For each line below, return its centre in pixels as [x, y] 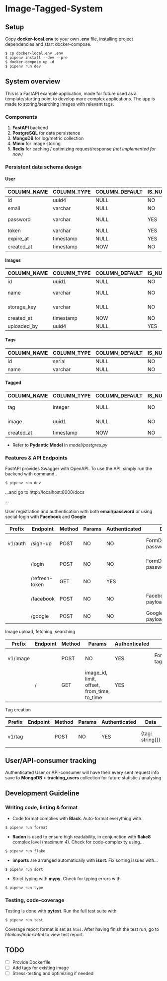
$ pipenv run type [24, 888]
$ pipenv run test [24, 920]
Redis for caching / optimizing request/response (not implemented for [84, 149]
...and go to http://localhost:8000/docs [45, 492]
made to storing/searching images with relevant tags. [60, 104]
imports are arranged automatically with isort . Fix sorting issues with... [85, 860]
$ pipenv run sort [24, 869]
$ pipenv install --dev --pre [37, 58]
